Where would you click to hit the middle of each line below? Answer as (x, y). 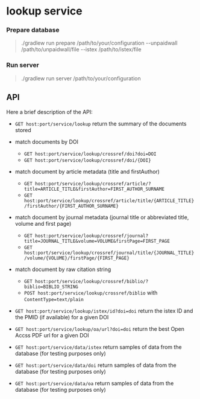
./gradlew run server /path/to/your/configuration (81, 78)
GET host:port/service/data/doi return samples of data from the (95, 365)
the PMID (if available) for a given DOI (62, 317)
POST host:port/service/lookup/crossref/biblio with (91, 292)
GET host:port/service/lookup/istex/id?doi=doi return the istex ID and (104, 311)
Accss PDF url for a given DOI (52, 335)
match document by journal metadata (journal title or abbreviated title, (102, 217)
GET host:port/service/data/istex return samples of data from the (98, 347)
